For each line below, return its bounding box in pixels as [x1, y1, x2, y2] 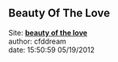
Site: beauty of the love [8, 27, 87, 37]
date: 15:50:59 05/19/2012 [8, 44, 95, 55]
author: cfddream [8, 36, 67, 46]
